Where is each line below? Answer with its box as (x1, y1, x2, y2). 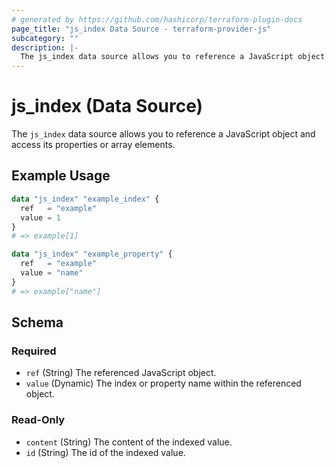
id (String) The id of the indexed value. (25, 446, 186, 458)
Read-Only (11, 413, 66, 427)
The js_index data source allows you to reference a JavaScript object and (11, 128, 316, 140)
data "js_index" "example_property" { (11, 249, 173, 260)
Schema (11, 314, 64, 331)
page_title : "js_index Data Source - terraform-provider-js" (11, 24, 272, 34)
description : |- (11, 42, 79, 53)
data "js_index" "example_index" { (11, 194, 160, 204)
